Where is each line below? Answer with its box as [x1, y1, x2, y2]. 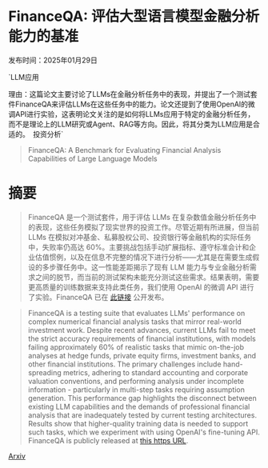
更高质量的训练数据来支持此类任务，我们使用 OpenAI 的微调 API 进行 [27, 282, 254, 292]
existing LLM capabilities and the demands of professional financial [27, 402, 250, 411]
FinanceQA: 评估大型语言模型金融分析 [8, 7, 260, 26]
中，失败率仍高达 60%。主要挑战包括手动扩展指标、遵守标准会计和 [27, 242, 250, 252]
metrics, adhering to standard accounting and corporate [62, 367, 249, 377]
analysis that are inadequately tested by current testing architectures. [27, 410, 258, 420]
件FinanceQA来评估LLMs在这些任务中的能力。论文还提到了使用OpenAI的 [8, 99, 249, 109]
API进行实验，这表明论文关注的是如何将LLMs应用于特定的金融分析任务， [14, 109, 255, 118]
